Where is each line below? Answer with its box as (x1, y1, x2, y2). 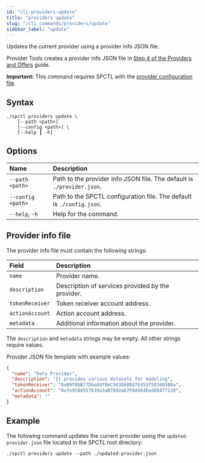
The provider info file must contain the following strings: (6, 246, 148, 254)
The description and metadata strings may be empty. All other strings (6, 335, 181, 342)
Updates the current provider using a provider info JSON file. (6, 43, 160, 50)
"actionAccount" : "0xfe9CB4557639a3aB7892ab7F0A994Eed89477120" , (12, 388, 182, 394)
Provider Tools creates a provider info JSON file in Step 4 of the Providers (6, 54, 192, 62)
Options (6, 146, 38, 157)
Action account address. (56, 309, 126, 317)
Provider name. (56, 272, 100, 280)
